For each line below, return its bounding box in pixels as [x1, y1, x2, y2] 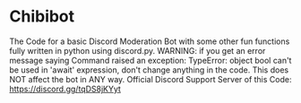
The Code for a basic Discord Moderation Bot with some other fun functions [9, 36, 290, 47]
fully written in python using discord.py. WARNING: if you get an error [9, 45, 266, 56]
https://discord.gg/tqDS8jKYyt [9, 83, 121, 94]
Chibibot [9, 6, 75, 27]
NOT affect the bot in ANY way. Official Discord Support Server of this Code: [9, 73, 292, 84]
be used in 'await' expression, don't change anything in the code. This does [9, 64, 289, 75]
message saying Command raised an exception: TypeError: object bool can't [9, 55, 292, 65]
